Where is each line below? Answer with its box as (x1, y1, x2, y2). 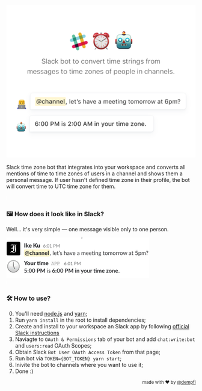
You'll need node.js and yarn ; (14, 310, 88, 317)
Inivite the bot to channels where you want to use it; (14, 361, 143, 369)
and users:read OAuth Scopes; (14, 342, 92, 349)
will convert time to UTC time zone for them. (6, 183, 116, 190)
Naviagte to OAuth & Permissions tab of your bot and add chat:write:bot (14, 336, 195, 343)
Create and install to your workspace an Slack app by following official (14, 323, 189, 330)
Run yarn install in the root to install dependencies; (14, 316, 146, 324)
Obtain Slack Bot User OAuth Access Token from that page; (14, 348, 161, 356)
